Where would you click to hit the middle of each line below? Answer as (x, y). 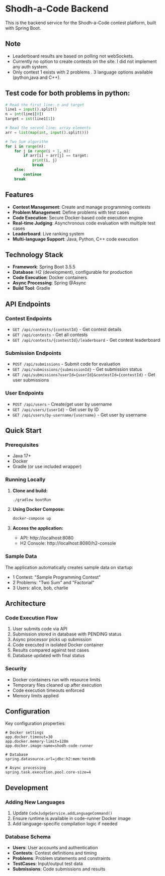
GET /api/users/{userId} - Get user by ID (56, 409)
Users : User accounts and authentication (55, 848)
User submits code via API (40, 629)
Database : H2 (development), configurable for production (72, 272)
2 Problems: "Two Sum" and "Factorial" (53, 582)
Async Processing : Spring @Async (49, 283)
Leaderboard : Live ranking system (48, 233)
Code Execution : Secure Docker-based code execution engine (78, 217)
